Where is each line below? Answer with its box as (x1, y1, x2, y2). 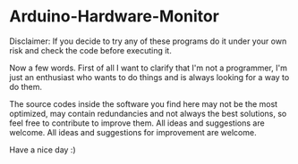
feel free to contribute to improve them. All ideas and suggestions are (9, 118, 266, 128)
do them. (9, 81, 43, 92)
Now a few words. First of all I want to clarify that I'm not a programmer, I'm (9, 62, 288, 73)
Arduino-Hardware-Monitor (9, 6, 219, 27)
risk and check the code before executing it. (9, 45, 172, 55)
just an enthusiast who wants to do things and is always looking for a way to (9, 71, 290, 82)
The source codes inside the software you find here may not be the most (9, 98, 278, 109)
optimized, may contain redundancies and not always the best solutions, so (9, 108, 287, 119)
